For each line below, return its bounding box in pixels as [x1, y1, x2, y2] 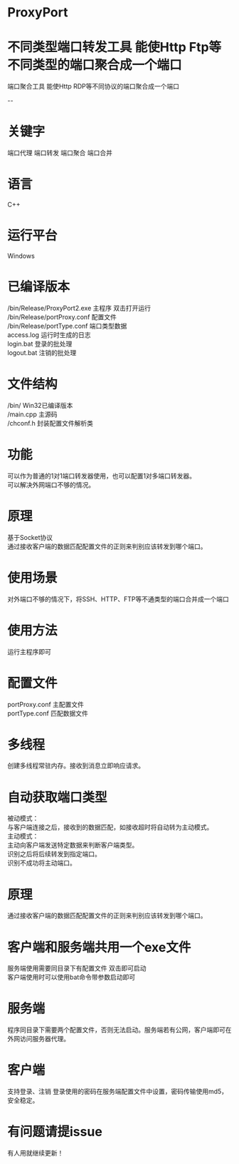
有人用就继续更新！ [7, 1149, 64, 1158]
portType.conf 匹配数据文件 [7, 708, 89, 718]
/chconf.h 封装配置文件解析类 [7, 418, 94, 427]
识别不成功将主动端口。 [7, 858, 76, 868]
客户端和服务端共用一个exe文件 [7, 939, 191, 955]
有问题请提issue [7, 1124, 103, 1140]
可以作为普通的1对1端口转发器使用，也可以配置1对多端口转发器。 [7, 471, 196, 480]
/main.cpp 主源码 [7, 410, 58, 418]
